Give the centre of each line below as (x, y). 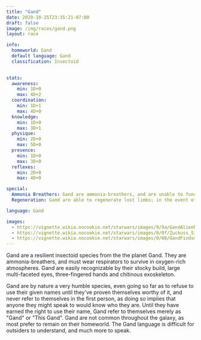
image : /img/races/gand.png (41, 28)
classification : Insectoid (45, 61)
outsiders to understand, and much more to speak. (69, 330)
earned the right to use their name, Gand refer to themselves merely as (94, 311)
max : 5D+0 (29, 145)
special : (17, 189)
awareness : (25, 84)
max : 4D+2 (29, 95)
